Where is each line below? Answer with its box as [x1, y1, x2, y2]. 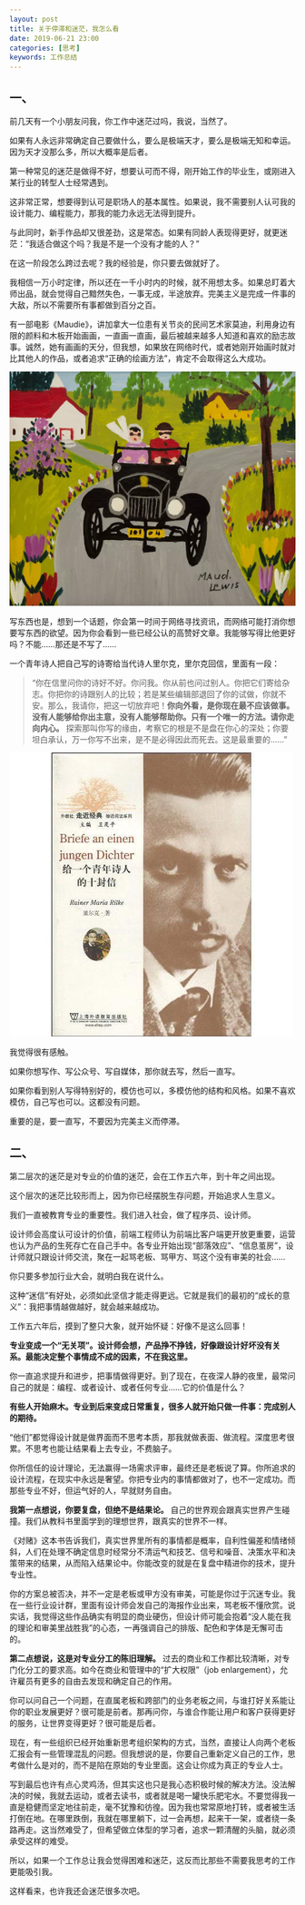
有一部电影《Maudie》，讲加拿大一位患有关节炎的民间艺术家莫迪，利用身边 [9, 319, 288, 329]
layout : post [9, 15, 59, 24]
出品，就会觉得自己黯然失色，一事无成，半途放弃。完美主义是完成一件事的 [16, 288, 296, 299]
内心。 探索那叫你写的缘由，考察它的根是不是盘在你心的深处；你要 [39, 722, 289, 734]
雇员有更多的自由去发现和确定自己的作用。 [16, 1675, 177, 1687]
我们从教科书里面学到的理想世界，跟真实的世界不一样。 [25, 1516, 232, 1527]
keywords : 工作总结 [9, 53, 78, 63]
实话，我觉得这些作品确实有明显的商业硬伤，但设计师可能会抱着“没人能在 [9, 1611, 284, 1622]
